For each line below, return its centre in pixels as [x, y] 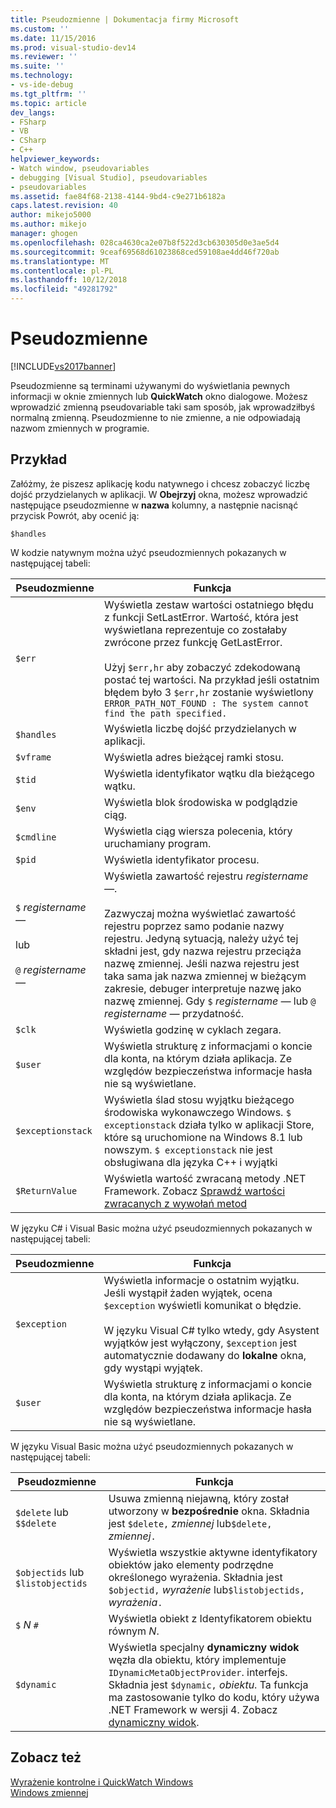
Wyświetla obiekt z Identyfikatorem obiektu [210, 1618]
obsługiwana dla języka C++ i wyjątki [191, 1162]
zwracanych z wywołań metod [176, 1203]
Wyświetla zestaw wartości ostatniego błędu [209, 604]
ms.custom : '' [40, 29]
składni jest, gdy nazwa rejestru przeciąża [203, 951]
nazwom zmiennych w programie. [80, 428]
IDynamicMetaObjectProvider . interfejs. [198, 1672]
